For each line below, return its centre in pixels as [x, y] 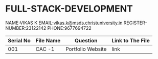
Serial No [19, 40]
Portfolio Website [86, 49]
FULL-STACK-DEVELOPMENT [69, 9]
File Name [48, 40]
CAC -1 [45, 49]
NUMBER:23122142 [26, 28]
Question [86, 40]
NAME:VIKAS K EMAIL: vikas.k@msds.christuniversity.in [64, 23]
